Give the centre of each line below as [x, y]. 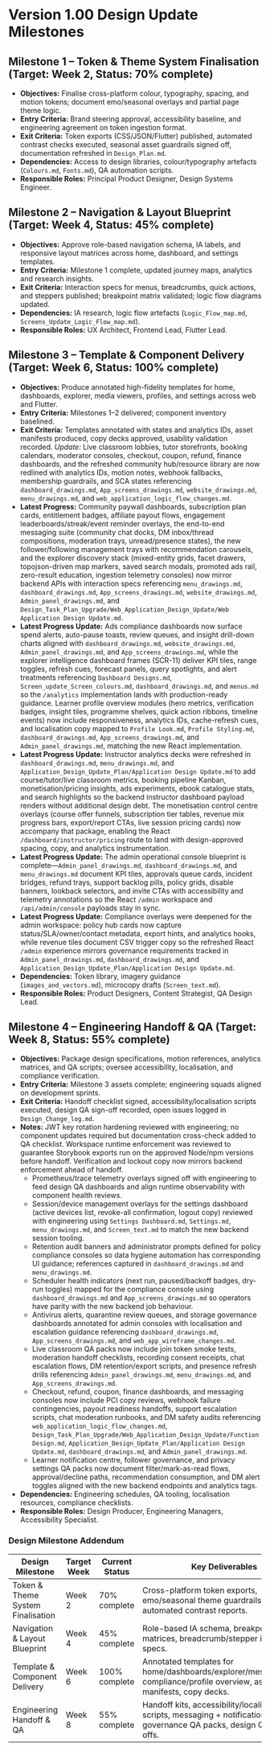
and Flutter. [39, 404]
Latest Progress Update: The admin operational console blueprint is [133, 857]
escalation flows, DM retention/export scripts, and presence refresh [144, 1366]
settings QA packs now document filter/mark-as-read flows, [131, 1469]
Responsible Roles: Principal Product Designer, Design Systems [127, 179]
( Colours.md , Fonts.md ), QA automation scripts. [97, 170]
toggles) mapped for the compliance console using [130, 1289]
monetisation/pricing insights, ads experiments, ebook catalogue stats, [137, 788]
